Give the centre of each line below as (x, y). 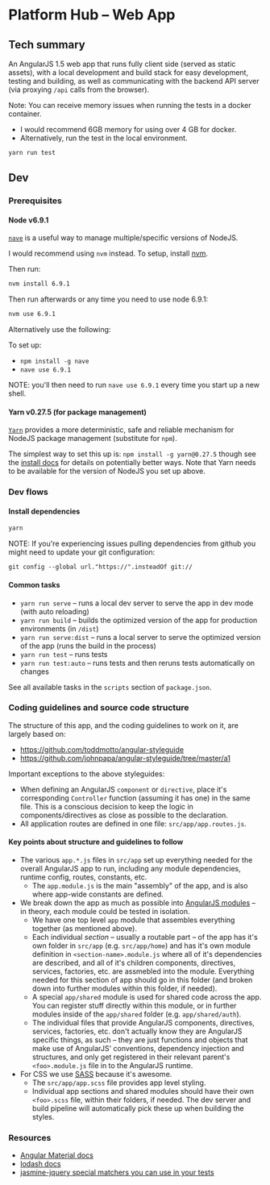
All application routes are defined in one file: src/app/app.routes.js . (133, 823)
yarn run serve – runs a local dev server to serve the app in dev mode (137, 603)
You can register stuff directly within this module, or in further (134, 1006)
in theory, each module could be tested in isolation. (105, 912)
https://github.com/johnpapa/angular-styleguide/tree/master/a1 (125, 758)
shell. (17, 393)
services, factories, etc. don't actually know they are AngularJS (137, 1031)
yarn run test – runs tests (64, 654)
